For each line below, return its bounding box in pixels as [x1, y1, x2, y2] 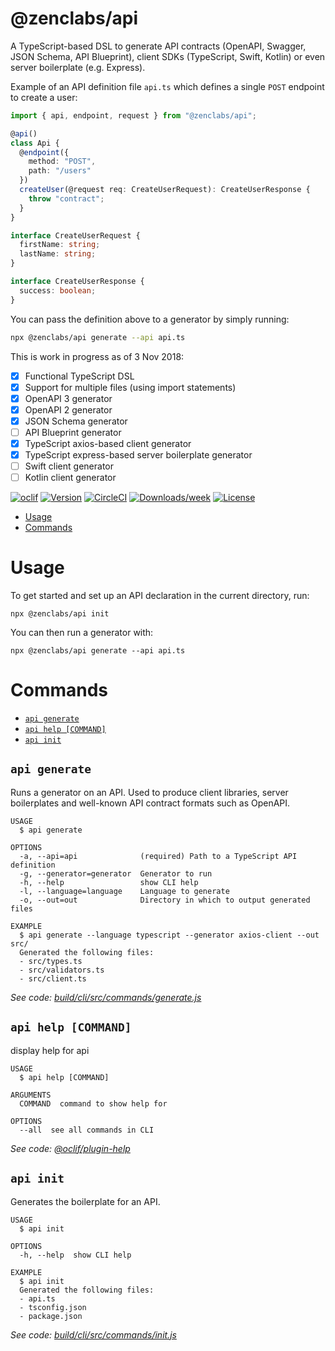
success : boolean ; [19, 285, 97, 296]
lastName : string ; [19, 249, 97, 259]
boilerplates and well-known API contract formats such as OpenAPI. [10, 797, 291, 809]
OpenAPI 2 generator [24, 403, 113, 416]
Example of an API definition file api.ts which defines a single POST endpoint [10, 80, 325, 92]
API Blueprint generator [24, 426, 122, 438]
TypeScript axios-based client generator [24, 437, 192, 449]
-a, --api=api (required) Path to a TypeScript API [19, 851, 298, 861]
